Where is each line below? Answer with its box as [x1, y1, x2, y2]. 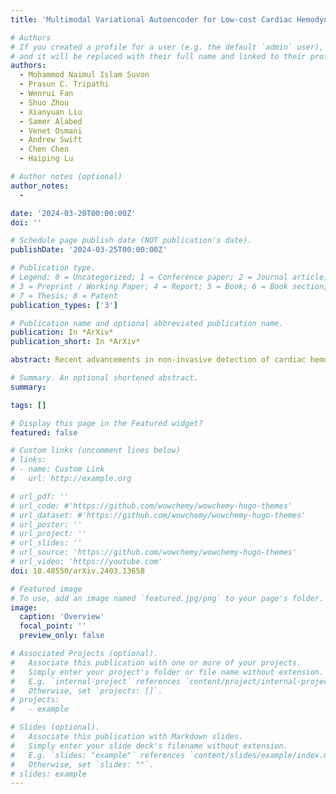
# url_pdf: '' [10, 491, 70, 501]
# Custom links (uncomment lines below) [10, 446, 182, 456]
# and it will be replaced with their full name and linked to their [10, 51, 307, 61]
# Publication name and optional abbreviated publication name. [10, 318, 284, 328]
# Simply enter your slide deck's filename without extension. [10, 741, 288, 751]
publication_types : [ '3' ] [10, 300, 118, 310]
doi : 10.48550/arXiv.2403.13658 [10, 566, 145, 576]
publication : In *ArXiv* [10, 327, 114, 338]
